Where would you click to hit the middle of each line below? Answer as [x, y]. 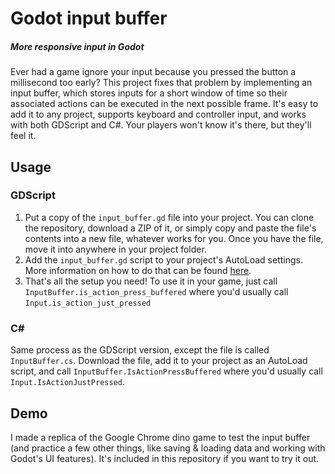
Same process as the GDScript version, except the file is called [140, 350]
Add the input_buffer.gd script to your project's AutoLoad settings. [163, 259]
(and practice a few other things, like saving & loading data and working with [168, 448]
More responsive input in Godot [77, 46]
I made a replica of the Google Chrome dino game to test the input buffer [160, 437]
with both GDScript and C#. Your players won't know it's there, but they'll [161, 125]
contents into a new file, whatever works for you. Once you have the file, [174, 238]
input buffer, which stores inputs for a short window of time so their [149, 93]
